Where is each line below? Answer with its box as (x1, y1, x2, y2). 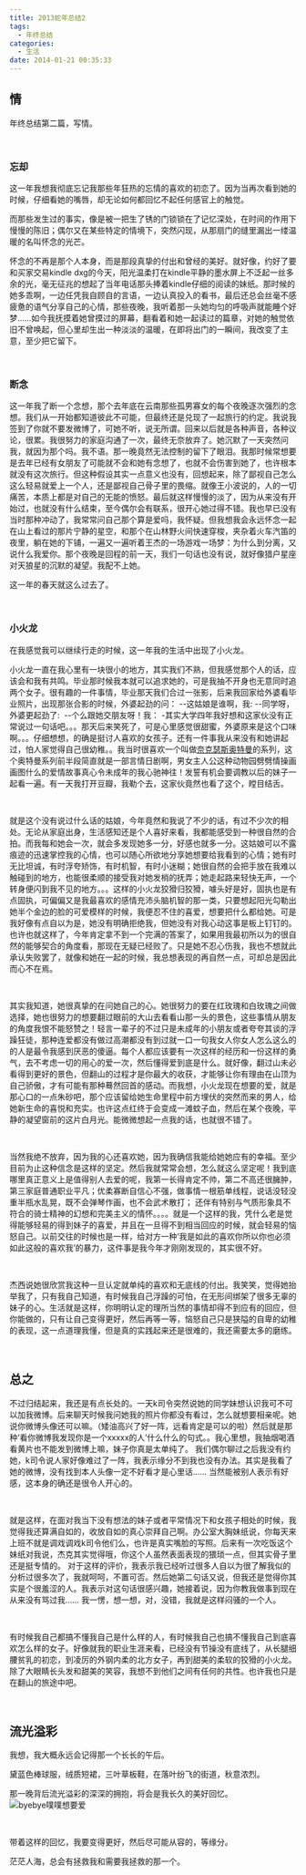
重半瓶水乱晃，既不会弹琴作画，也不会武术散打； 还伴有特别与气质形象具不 (9, 1196, 291, 1208)
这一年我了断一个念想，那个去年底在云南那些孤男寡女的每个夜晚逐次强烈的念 (9, 400, 297, 411)
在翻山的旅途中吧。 (9, 1676, 82, 1687)
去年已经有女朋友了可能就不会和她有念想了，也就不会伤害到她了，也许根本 (16, 458, 297, 469)
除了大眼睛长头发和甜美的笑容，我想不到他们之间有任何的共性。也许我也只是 (9, 1665, 297, 1676)
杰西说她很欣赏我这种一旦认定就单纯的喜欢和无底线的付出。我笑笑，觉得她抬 (9, 1279, 297, 1290)
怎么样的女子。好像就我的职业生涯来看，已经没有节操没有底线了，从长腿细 (16, 1643, 297, 1654)
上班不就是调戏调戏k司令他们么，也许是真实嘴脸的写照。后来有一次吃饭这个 (9, 1537, 293, 1548)
